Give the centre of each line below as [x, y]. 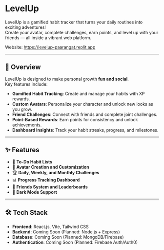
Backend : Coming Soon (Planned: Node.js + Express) [66, 232]
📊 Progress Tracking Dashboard [46, 180]
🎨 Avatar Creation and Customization [51, 167]
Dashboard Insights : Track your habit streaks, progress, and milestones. [85, 130]
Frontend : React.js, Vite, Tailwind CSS [50, 227]
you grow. [22, 109]
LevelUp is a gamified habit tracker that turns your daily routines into [74, 22]
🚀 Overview [23, 67]
